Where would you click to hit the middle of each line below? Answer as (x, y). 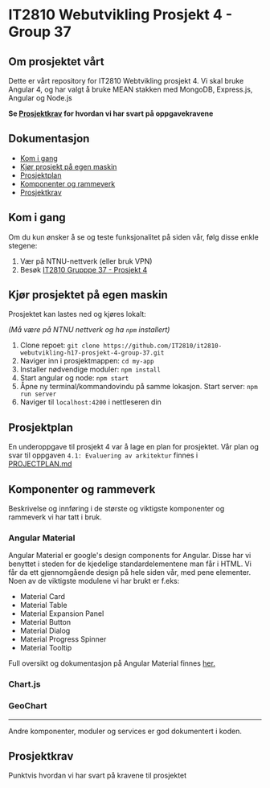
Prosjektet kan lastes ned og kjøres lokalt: (77, 314)
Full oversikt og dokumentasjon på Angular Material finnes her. (112, 663)
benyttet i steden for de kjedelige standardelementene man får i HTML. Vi (130, 564)
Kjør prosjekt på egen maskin (68, 166)
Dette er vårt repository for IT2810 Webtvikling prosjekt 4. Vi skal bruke (126, 81)
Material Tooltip (46, 648)
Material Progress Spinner (63, 639)
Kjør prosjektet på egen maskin (88, 295)
